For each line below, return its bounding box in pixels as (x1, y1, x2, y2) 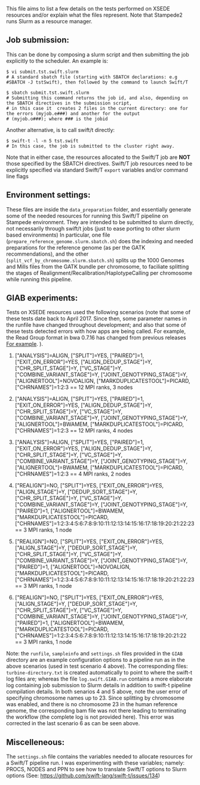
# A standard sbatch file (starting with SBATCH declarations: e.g (6, 74, 178, 80)
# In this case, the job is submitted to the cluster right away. (6, 143, 175, 149)
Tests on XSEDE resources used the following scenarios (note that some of (6, 309, 191, 316)
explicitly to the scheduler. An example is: (6, 57, 109, 65)
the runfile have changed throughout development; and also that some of (6, 321, 186, 329)
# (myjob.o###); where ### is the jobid (6, 116, 109, 122)
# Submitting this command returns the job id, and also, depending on (6, 95, 188, 101)
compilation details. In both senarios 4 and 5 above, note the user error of (6, 688, 187, 695)
